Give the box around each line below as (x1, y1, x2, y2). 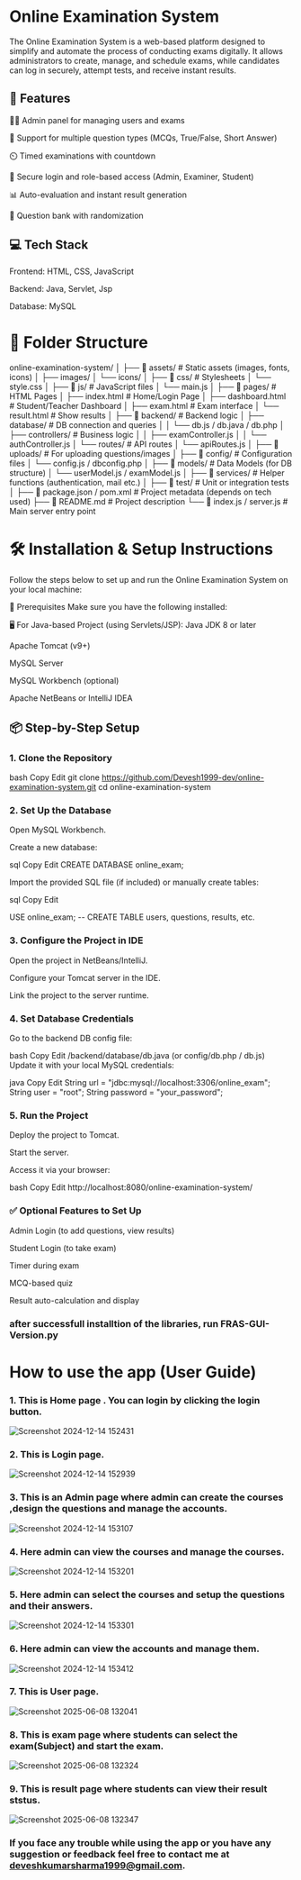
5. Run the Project (9, 1109, 89, 1122)
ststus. (9, 1794, 40, 1807)
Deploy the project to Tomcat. (9, 1130, 120, 1140)
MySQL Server (9, 658, 64, 668)
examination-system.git (9, 782, 97, 793)
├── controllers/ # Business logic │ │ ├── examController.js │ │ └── (9, 429, 267, 440)
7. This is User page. (9, 1685, 100, 1698)
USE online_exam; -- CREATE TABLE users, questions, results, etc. (9, 912, 255, 922)
